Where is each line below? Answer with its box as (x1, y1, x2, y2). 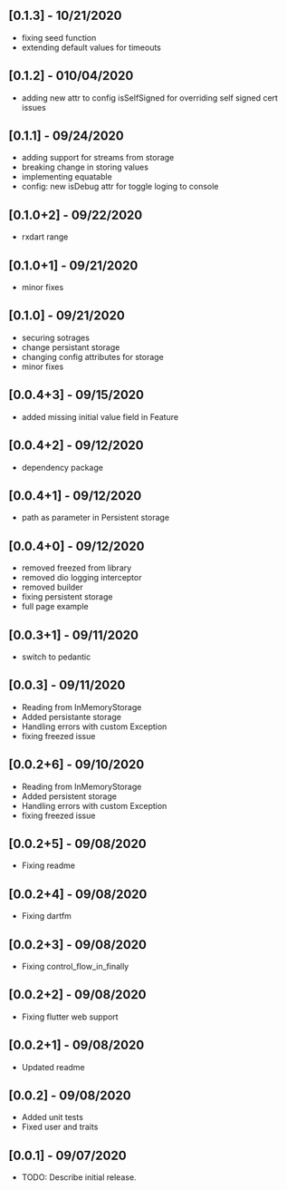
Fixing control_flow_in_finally (21, 961, 129, 971)
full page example (21, 601, 89, 612)
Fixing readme (21, 860, 76, 871)
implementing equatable (21, 171, 112, 182)
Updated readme (21, 1061, 85, 1072)
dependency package (21, 462, 103, 473)
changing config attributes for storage (21, 351, 164, 362)
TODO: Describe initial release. (21, 1172, 137, 1183)
